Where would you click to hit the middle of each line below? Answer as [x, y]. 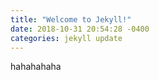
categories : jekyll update [66, 38]
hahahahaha [36, 67]
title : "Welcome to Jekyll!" [71, 19]
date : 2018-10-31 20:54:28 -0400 [80, 29]
